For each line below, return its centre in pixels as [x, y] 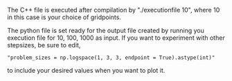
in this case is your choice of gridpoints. [64, 17]
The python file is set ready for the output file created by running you [106, 31]
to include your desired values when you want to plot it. [86, 70]
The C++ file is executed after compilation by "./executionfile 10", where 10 [114, 10]
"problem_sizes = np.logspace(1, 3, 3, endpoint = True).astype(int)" [111, 58]
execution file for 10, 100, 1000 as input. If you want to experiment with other [116, 38]
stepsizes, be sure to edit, [44, 45]
